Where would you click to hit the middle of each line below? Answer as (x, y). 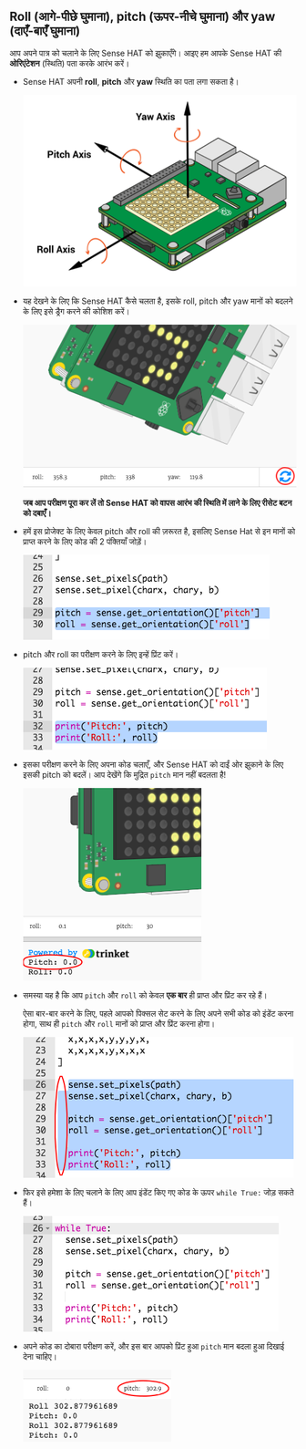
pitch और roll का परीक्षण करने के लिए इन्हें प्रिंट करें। (101, 655)
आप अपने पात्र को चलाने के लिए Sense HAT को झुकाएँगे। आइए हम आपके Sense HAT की (146, 53)
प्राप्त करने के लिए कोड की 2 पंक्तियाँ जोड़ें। (85, 542)
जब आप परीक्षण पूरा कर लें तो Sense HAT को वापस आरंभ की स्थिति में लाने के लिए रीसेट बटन (157, 503)
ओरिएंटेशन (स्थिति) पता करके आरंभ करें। (70, 63)
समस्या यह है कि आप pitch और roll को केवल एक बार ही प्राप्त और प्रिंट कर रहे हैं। (145, 996)
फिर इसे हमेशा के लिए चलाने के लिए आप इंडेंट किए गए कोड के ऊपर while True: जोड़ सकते (158, 1193)
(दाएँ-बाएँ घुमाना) (45, 31)
